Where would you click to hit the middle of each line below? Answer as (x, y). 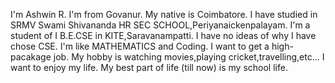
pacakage (31, 57)
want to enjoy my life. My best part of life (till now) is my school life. (149, 67)
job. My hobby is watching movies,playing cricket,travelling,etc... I (189, 57)
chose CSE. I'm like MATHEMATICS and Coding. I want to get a (140, 46)
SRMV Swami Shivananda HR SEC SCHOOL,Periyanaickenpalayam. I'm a (160, 25)
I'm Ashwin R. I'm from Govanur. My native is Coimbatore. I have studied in (164, 14)
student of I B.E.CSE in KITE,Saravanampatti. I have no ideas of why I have (163, 35)
